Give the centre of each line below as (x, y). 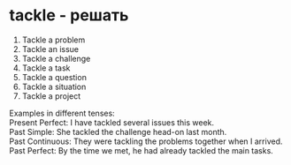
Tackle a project (51, 96)
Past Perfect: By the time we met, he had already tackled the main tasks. (142, 150)
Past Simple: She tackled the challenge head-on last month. (118, 131)
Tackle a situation (54, 86)
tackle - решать (69, 15)
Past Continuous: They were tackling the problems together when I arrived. (146, 141)
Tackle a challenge (56, 58)
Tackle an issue (50, 49)
